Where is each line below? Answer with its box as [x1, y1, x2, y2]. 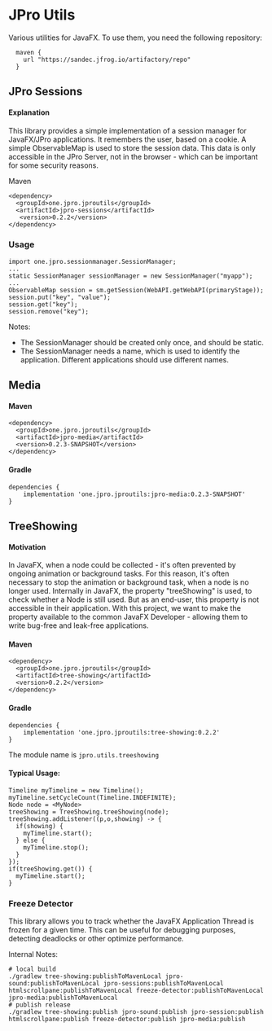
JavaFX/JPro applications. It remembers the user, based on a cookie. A [8, 134, 247, 144]
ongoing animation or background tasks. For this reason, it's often [8, 568, 230, 579]
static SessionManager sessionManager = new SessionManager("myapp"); [8, 271, 253, 280]
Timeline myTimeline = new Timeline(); [8, 786, 144, 795]
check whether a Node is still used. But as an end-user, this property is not [8, 594, 260, 604]
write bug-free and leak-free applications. [8, 621, 149, 630]
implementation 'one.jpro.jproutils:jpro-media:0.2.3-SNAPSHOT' [23, 490, 246, 498]
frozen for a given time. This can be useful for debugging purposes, [8, 925, 236, 935]
